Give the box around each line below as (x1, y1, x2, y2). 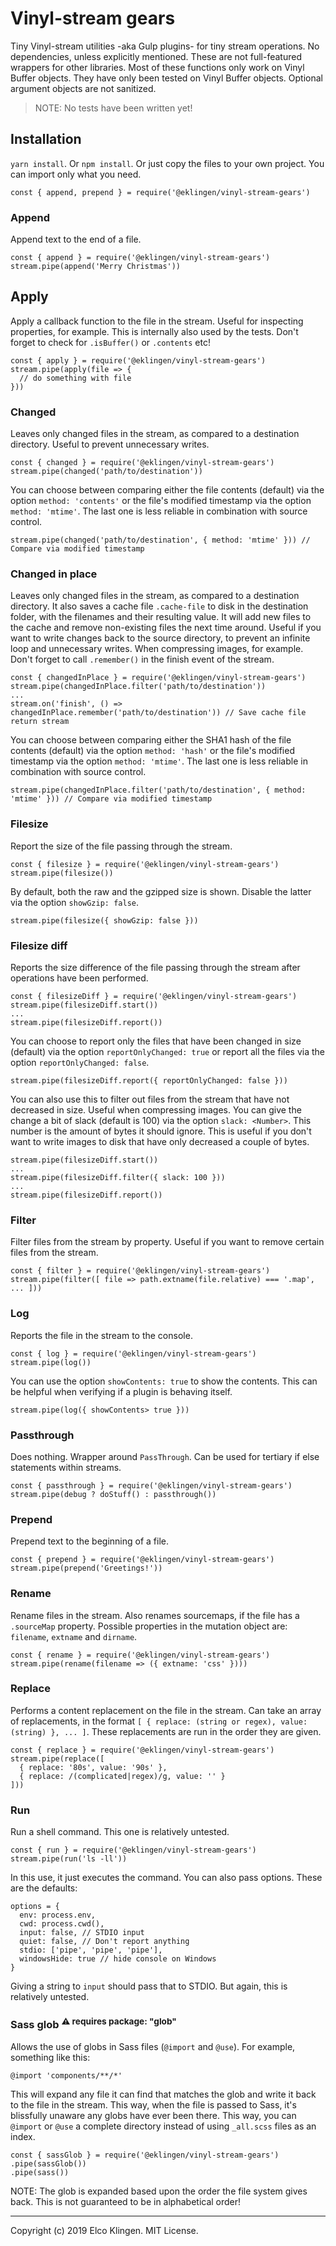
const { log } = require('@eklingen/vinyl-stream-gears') (10, 1348, 257, 1359)
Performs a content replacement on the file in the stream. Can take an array (10, 1704, 322, 1716)
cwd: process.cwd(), (19, 1919, 105, 1929)
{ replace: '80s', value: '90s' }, (19, 1762, 168, 1772)
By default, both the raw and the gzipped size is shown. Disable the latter (10, 885, 312, 897)
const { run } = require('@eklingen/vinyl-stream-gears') (10, 1845, 257, 1856)
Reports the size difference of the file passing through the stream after (10, 962, 301, 974)
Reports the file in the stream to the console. (10, 1329, 193, 1341)
